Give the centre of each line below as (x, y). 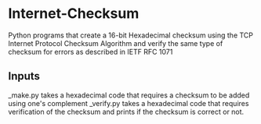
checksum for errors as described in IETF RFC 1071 (91, 51)
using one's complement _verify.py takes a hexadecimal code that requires (129, 103)
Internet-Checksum (74, 14)
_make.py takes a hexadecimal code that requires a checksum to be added (129, 95)
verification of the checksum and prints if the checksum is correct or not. (126, 112)
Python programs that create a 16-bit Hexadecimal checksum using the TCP (130, 35)
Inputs (24, 76)
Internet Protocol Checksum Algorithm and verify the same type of (116, 43)
